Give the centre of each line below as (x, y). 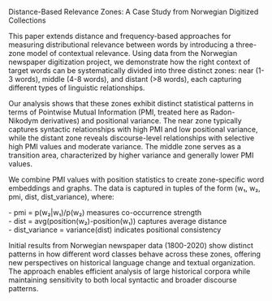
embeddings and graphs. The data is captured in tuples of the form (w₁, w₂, (135, 188)
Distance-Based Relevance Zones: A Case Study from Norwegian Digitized (134, 12)
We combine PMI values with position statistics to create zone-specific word (136, 179)
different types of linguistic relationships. (77, 88)
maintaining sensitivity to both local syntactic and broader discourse (123, 280)
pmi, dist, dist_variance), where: (62, 197)
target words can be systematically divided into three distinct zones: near (131, 71)
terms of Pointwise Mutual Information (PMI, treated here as (108, 112)
